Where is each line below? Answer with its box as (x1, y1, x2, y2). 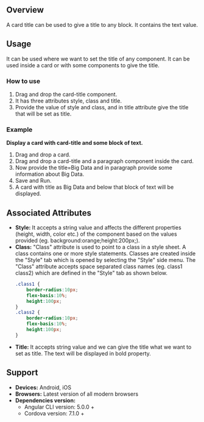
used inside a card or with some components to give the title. (6, 61, 160, 69)
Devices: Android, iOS (15, 384, 72, 391)
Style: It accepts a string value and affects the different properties (15, 224, 181, 231)
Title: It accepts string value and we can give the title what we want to (15, 343, 192, 351)
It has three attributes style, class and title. (15, 97, 122, 104)
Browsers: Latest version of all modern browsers (15, 390, 139, 398)
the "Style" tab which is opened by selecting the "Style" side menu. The (15, 256, 196, 264)
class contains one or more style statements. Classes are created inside (15, 250, 196, 257)
